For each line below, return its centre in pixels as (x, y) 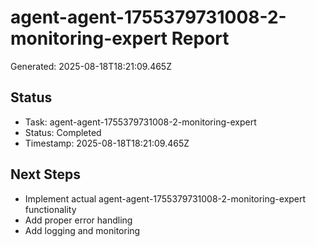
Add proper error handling (78, 220)
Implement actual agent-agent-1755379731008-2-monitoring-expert (165, 198)
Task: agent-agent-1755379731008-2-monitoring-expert (140, 122)
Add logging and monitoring (82, 230)
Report (200, 38)
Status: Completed (63, 132)
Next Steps (45, 174)
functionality (50, 209)
